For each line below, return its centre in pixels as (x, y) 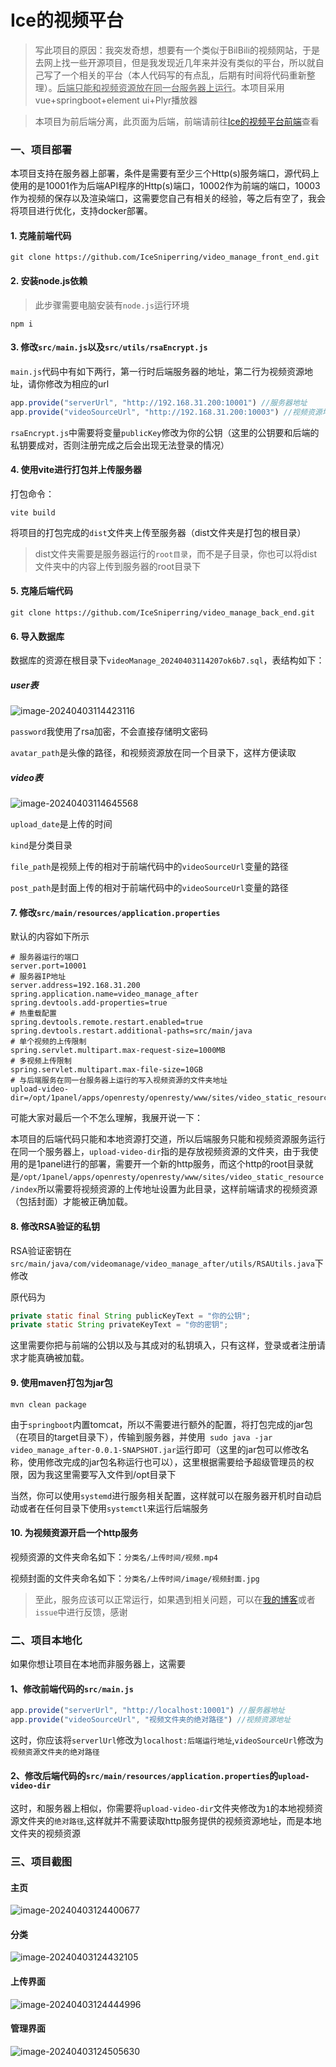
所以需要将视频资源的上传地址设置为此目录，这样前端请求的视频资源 (177, 1189)
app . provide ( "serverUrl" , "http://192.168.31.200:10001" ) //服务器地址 (159, 402)
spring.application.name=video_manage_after (104, 994)
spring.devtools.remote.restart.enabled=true (106, 1022)
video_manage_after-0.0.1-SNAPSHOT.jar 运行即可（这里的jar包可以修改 (155, 1449)
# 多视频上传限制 (41, 1061)
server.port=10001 (48, 966)
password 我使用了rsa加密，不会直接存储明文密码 (109, 732)
